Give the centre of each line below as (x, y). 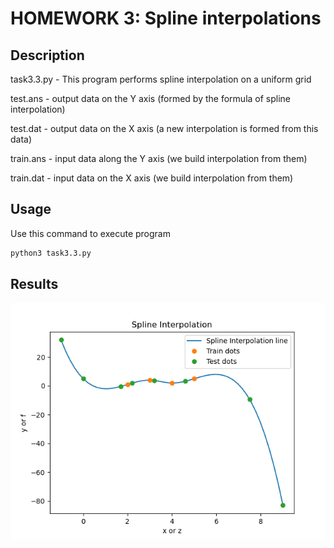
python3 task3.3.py (51, 253)
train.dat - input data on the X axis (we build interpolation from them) (152, 178)
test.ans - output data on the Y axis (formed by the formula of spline (151, 98)
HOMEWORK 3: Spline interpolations (166, 18)
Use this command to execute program (90, 233)
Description (47, 55)
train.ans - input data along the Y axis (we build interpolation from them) (159, 158)
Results (34, 284)
